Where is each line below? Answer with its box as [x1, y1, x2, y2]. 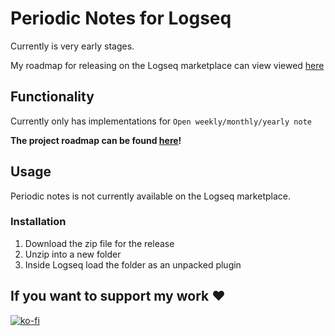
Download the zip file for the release [24, 237, 175, 249]
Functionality [10, 88, 95, 106]
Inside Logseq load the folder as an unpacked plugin [24, 258, 242, 271]
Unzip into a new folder [24, 248, 122, 260]
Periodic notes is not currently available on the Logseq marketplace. [10, 190, 291, 202]
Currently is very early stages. [10, 40, 135, 52]
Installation [10, 215, 67, 229]
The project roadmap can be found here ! [10, 134, 182, 146]
